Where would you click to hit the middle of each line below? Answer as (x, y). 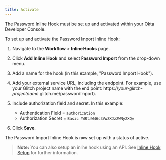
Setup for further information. (47, 152)
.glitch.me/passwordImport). (68, 93)
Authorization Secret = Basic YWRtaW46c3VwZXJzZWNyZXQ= (77, 118)
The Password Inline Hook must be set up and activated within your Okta (80, 24)
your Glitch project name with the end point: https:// (65, 88)
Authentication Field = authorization (57, 113)
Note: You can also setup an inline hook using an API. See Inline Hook (89, 147)
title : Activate (22, 10)
